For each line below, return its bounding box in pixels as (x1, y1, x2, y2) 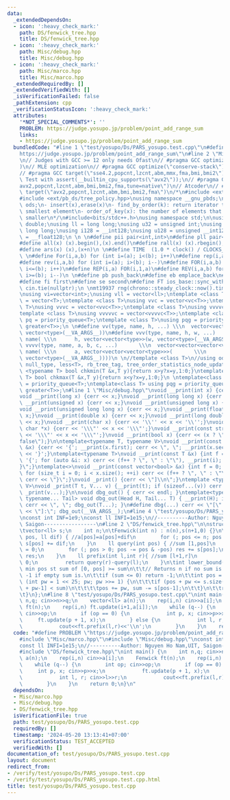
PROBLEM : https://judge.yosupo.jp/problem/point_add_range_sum (19, 125, 204, 132)
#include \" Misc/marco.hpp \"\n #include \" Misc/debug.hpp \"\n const (19, 636, 213, 643)
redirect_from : (7, 764, 51, 770)
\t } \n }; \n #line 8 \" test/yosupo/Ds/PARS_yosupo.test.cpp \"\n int (19, 591, 207, 598)
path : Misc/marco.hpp (19, 67, 81, 74)
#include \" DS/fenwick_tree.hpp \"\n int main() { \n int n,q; (19, 648, 204, 656)
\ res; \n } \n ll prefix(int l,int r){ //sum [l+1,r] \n (19, 553, 197, 560)
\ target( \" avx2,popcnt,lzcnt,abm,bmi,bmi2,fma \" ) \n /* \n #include (19, 189, 210, 196)
